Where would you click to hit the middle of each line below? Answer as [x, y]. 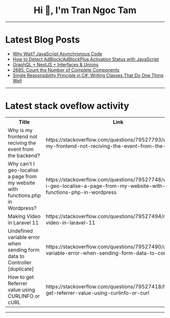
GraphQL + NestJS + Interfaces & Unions [55, 64]
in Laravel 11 [23, 222]
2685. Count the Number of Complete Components [66, 70]
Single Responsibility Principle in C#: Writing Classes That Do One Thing [88, 75]
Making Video [24, 216]
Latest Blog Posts [42, 40]
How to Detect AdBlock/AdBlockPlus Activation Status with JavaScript [86, 59]
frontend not [23, 136]
